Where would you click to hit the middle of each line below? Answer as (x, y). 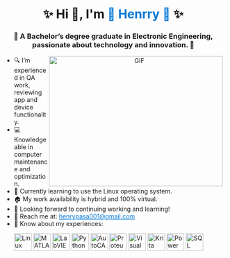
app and (26, 100)
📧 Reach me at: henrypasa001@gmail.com (74, 216)
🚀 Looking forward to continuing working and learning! (92, 209)
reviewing (28, 92)
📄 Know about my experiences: (58, 224)
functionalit (30, 114)
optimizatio (30, 177)
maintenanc (31, 162)
